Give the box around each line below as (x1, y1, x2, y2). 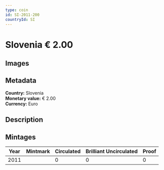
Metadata (5, 76, 37, 85)
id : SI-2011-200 (5, 12, 40, 17)
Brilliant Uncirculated (85, 148, 138, 155)
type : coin (5, 7, 28, 13)
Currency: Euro (5, 100, 38, 107)
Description (5, 116, 43, 124)
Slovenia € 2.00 (5, 39, 74, 50)
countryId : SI (5, 17, 36, 22)
